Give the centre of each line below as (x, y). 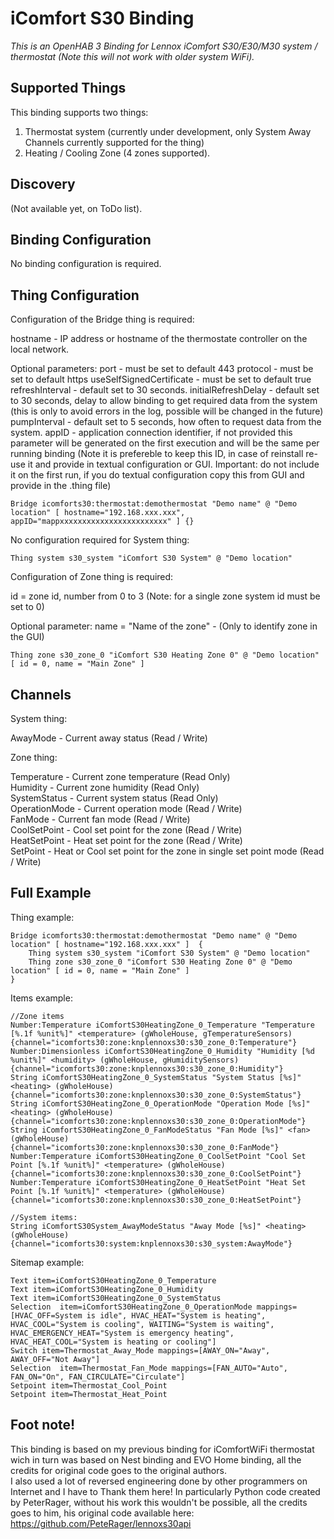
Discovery (43, 184)
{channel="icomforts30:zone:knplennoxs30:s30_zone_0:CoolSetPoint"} (156, 1173)
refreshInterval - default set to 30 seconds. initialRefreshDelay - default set (165, 390)
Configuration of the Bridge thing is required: (102, 319)
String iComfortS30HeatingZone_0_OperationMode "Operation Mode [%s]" (160, 1103)
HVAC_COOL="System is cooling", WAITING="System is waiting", (142, 1324)
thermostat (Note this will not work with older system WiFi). (132, 56)
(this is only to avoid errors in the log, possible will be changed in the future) (167, 411)
